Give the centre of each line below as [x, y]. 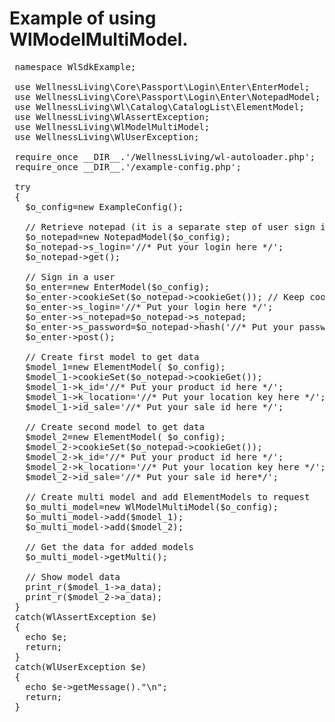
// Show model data [73, 576]
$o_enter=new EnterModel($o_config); [118, 286]
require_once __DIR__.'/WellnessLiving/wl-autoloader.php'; [165, 156]
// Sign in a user [70, 276]
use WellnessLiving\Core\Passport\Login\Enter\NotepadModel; [167, 96]
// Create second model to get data [115, 426]
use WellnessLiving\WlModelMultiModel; [112, 126]
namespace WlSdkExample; [75, 66]
